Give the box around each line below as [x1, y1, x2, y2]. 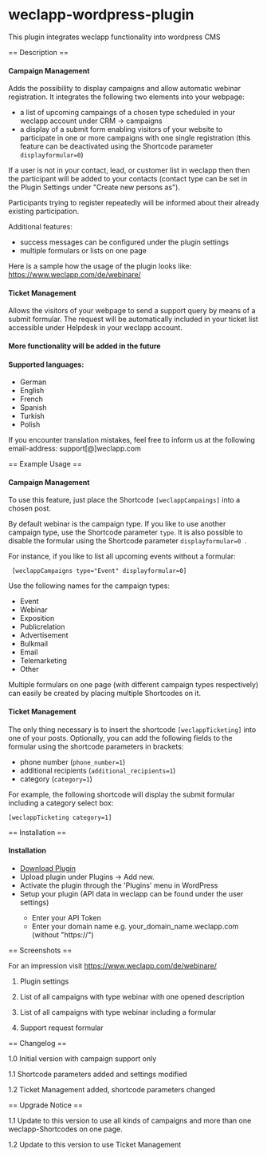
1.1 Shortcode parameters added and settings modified [8, 1069, 187, 1079]
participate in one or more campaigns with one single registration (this [19, 133, 251, 143]
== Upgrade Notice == [8, 1100, 84, 1110]
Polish [19, 419, 41, 429]
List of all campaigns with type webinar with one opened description [19, 992, 245, 1001]
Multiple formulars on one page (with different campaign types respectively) [8, 680, 259, 690]
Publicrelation [19, 622, 65, 632]
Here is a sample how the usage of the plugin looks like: [8, 261, 192, 271]
